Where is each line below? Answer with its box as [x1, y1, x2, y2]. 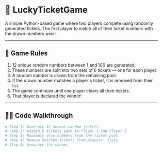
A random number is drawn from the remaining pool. [12, 72, 117, 78]
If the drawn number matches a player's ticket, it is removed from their [12, 77, 153, 83]
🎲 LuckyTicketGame [5, 4, 88, 15]
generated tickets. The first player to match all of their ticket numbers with [5, 25, 153, 31]
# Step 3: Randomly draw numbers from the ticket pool [5, 133, 118, 138]
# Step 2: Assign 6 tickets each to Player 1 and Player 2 [5, 129, 127, 134]
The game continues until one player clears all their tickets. [12, 88, 130, 93]
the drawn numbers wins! [5, 30, 56, 36]
